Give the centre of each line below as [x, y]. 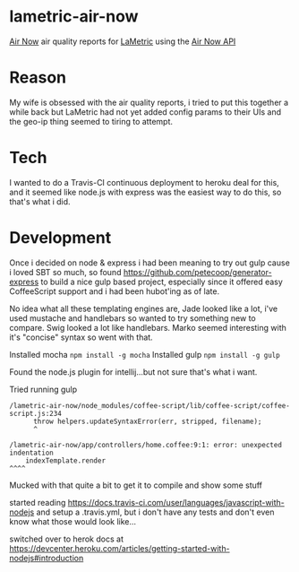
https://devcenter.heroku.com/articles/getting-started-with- [120, 548]
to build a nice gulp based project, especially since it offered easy [162, 282]
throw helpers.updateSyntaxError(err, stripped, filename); [147, 421]
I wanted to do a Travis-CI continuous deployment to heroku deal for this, [144, 182]
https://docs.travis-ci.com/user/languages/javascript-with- [176, 502]
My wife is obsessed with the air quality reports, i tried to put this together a [149, 102]
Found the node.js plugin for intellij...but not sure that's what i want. [133, 372]
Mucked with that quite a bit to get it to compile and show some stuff [136, 485]
